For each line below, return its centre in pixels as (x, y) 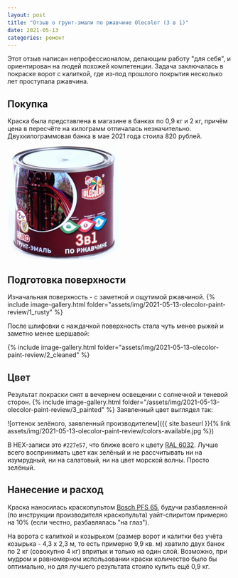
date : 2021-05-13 (33, 30)
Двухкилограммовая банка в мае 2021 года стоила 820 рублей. (105, 136)
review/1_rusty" (30, 312)
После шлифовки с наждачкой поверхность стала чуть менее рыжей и (115, 326)
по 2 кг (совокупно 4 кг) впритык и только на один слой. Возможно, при (117, 551)
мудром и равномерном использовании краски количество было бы (112, 559)
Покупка (28, 104)
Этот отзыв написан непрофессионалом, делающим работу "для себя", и (119, 59)
